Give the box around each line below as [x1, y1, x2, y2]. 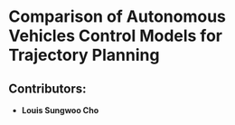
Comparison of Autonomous [8, 6, 227, 27]
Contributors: [8, 81, 87, 96]
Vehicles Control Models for [8, 25, 223, 46]
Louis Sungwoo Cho [21, 105, 99, 115]
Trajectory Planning [8, 45, 160, 65]
